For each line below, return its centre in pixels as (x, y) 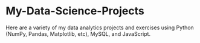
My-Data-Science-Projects (75, 11)
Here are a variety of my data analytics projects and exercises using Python (100, 27)
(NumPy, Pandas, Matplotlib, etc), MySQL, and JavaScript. (78, 33)
